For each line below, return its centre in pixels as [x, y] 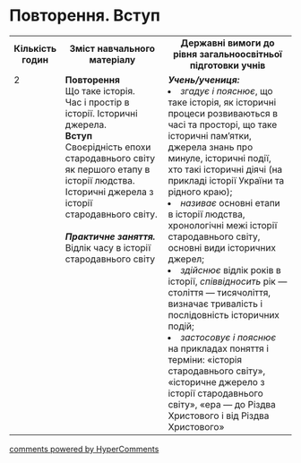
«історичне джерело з [216, 382]
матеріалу [112, 59]
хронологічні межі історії [223, 225]
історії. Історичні [101, 113]
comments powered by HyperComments [84, 449]
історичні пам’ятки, [210, 135]
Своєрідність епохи [108, 147]
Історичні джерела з [109, 192]
